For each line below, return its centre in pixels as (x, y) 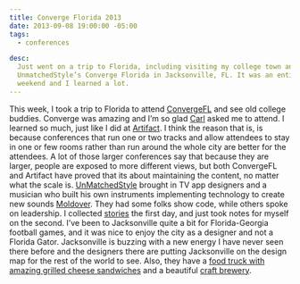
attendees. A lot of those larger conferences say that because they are (139, 156)
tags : (19, 34)
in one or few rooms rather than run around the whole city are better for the (148, 146)
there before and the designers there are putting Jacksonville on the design (148, 251)
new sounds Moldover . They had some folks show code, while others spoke (149, 204)
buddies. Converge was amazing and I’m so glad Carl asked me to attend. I (147, 118)
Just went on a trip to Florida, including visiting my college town (149, 67)
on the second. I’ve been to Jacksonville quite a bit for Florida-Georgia (139, 222)
